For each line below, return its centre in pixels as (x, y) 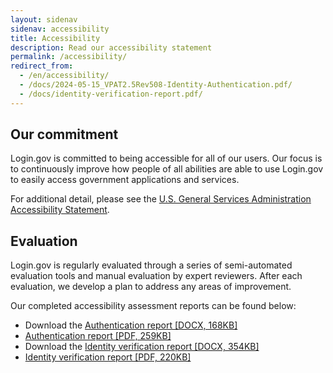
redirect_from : (42, 66)
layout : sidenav (44, 19)
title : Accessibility (55, 38)
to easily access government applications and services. (125, 180)
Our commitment (64, 134)
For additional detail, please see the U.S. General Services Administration (161, 199)
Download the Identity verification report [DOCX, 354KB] (142, 347)
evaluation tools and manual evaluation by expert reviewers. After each (156, 276)
